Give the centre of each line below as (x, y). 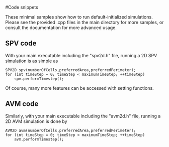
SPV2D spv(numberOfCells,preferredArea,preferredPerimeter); (71, 70)
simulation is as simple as (32, 61)
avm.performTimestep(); (39, 139)
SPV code (21, 43)
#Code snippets (22, 7)
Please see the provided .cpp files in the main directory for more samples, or (84, 22)
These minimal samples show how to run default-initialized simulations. (79, 17)
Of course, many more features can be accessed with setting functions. (80, 88)
